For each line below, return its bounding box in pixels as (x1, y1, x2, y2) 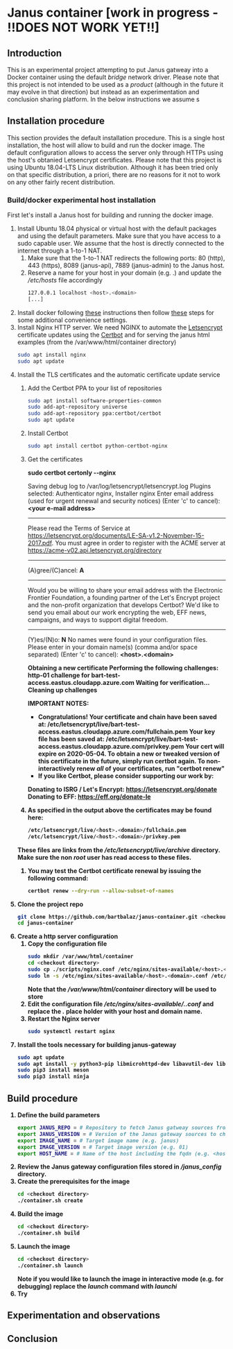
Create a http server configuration (17, 932, 119, 941)
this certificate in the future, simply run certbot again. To (37, 756, 206, 765)
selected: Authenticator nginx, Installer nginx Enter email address (27, 489, 214, 498)
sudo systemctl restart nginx (27, 1028, 116, 1035)
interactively (37, 764, 76, 772)
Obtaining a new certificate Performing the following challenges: (27, 663, 219, 672)
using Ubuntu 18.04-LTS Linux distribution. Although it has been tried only (7, 163, 218, 171)
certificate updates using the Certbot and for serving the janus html (17, 330, 210, 339)
